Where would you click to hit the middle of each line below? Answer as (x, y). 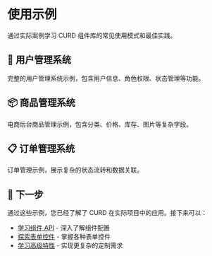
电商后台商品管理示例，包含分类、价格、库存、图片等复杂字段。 (100, 124)
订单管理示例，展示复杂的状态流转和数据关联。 (75, 170)
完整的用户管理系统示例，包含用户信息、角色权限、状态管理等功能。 (106, 78)
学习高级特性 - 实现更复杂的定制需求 (70, 245)
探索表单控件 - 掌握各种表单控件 (64, 237)
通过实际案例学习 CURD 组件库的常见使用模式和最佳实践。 (92, 35)
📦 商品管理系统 (42, 103)
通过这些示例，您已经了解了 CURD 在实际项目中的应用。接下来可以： (107, 213)
